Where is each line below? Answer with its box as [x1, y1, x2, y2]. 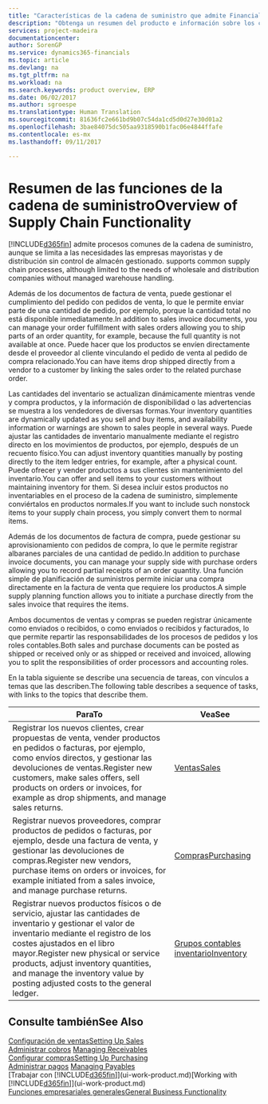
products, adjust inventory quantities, [12, 958, 152, 969]
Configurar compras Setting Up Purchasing [8, 1053, 148, 1062]
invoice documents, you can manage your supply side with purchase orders [8, 557, 258, 567]
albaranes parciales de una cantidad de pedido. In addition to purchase [8, 548, 241, 559]
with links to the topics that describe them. [8, 690, 148, 699]
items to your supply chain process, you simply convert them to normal [8, 508, 242, 517]
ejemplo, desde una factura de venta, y [12, 835, 159, 846]
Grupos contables [174, 938, 242, 949]
